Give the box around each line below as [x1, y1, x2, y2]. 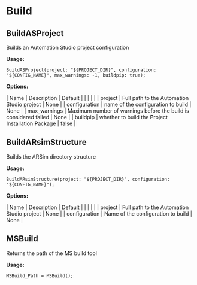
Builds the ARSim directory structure [6, 153, 96, 160]
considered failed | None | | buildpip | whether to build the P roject [6, 114, 168, 120]
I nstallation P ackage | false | [6, 120, 76, 127]
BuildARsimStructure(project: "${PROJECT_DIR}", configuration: [6, 176, 170, 182]
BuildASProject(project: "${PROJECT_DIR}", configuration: [6, 67, 157, 73]
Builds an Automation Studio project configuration [6, 44, 129, 51]
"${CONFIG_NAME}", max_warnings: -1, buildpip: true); [6, 72, 146, 78]
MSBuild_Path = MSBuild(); [6, 272, 74, 279]
